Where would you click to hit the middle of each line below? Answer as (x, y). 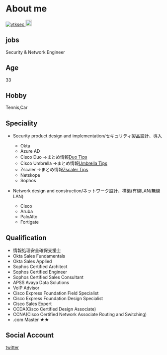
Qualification (26, 238)
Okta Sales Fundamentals (39, 256)
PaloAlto (29, 217)
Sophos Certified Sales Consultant (48, 277)
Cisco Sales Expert (32, 304)
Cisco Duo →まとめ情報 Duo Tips (54, 157)
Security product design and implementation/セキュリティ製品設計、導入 (87, 136)
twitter (12, 347)
